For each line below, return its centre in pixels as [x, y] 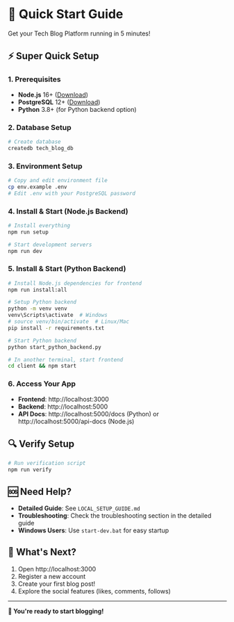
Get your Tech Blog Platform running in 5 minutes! [80, 33]
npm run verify [30, 470]
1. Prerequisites [34, 79]
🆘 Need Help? [40, 492]
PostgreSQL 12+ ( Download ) [59, 102]
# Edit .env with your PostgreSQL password [72, 193]
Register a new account [52, 576]
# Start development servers [50, 245]
